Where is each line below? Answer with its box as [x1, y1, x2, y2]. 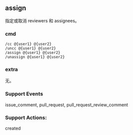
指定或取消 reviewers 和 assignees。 [5, 17, 80, 24]
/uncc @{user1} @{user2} [5, 46, 56, 51]
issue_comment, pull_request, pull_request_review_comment [5, 101, 128, 108]
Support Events [5, 90, 43, 97]
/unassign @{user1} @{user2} [5, 54, 65, 60]
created [5, 126, 21, 131]
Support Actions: [5, 114, 47, 121]
